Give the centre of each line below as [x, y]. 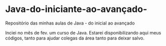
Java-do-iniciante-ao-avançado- [76, 9]
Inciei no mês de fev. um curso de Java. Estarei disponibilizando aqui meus [83, 32]
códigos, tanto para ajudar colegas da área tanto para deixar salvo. [75, 38]
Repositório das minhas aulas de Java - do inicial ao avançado [70, 23]
